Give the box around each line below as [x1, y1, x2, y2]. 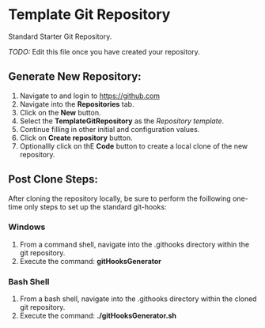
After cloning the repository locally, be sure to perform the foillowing [8, 194, 231, 203]
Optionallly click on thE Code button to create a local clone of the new [19, 141, 248, 151]
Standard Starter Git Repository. [8, 32, 112, 41]
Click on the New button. [19, 107, 101, 117]
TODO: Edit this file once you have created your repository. [8, 47, 200, 56]
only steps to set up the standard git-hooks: [24, 202, 167, 211]
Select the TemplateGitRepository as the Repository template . [19, 116, 225, 126]
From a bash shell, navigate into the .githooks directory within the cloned [19, 294, 257, 303]
